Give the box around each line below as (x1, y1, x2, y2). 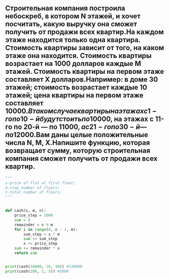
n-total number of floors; (5, 190, 62, 195)
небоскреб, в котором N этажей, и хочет (5, 12, 141, 21)
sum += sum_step (23, 236, 58, 242)
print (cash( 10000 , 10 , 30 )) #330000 (5, 264, 82, 269)
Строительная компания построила (5, 4, 125, 13)
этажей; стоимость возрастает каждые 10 (5, 83, 148, 92)
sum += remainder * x (14, 246, 60, 251)
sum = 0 (14, 217, 30, 222)
